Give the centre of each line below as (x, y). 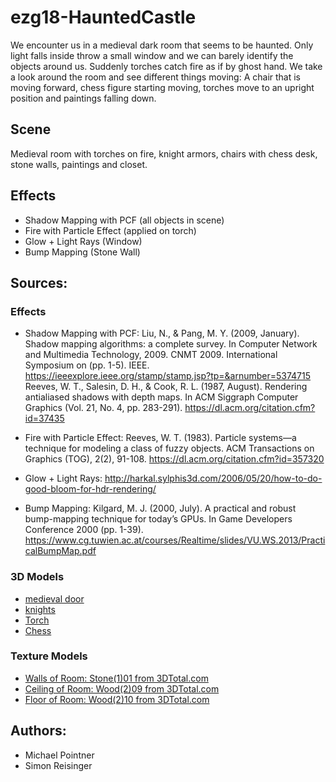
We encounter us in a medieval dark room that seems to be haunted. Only (162, 45)
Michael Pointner (59, 755)
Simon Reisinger (58, 765)
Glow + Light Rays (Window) (83, 241)
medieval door (54, 598)
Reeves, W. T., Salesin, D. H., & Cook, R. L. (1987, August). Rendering (166, 387)
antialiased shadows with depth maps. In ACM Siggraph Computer (161, 397)
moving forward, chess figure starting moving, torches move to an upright (162, 87)
